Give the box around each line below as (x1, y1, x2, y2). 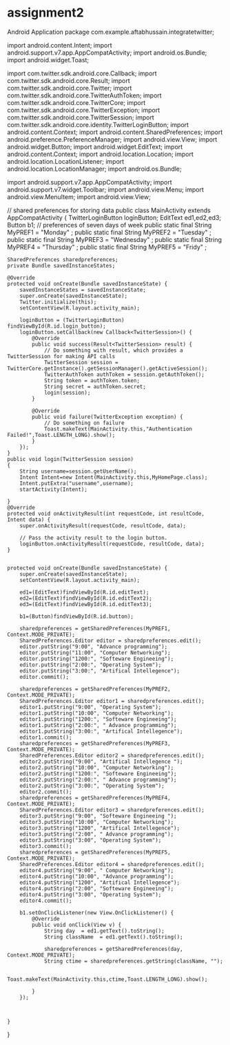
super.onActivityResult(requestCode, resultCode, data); (19, 522, 187, 529)
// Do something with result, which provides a (43, 347, 184, 354)
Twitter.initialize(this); (19, 299, 97, 305)
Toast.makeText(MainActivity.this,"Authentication (43, 425, 193, 433)
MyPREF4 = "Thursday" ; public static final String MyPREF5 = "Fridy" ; (7, 243, 207, 251)
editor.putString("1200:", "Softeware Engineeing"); (19, 655, 174, 662)
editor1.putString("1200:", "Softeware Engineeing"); (19, 715, 177, 723)
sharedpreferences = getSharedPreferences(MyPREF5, (19, 849, 171, 856)
